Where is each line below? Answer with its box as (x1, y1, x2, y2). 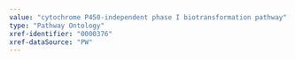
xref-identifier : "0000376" (9, 29, 113, 38)
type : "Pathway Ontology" (9, 21, 105, 30)
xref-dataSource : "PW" (9, 37, 93, 47)
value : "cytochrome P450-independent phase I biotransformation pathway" (9, 12, 288, 22)
